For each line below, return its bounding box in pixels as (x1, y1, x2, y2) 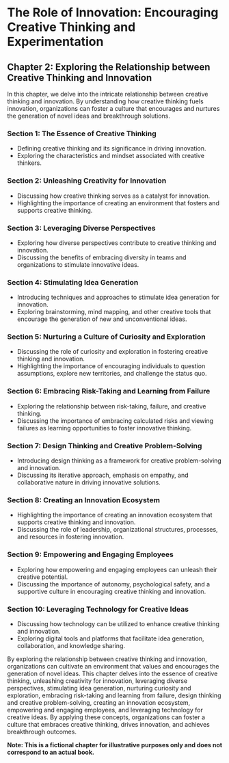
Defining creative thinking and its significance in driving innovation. (16, 144, 206, 153)
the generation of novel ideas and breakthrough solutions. (7, 112, 171, 120)
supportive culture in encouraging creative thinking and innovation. (16, 587, 206, 595)
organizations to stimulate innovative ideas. (16, 260, 139, 268)
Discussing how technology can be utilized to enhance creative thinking (16, 619, 220, 628)
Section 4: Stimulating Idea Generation (7, 277, 139, 287)
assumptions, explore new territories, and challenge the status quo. (16, 370, 207, 378)
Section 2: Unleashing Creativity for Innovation (7, 176, 167, 185)
